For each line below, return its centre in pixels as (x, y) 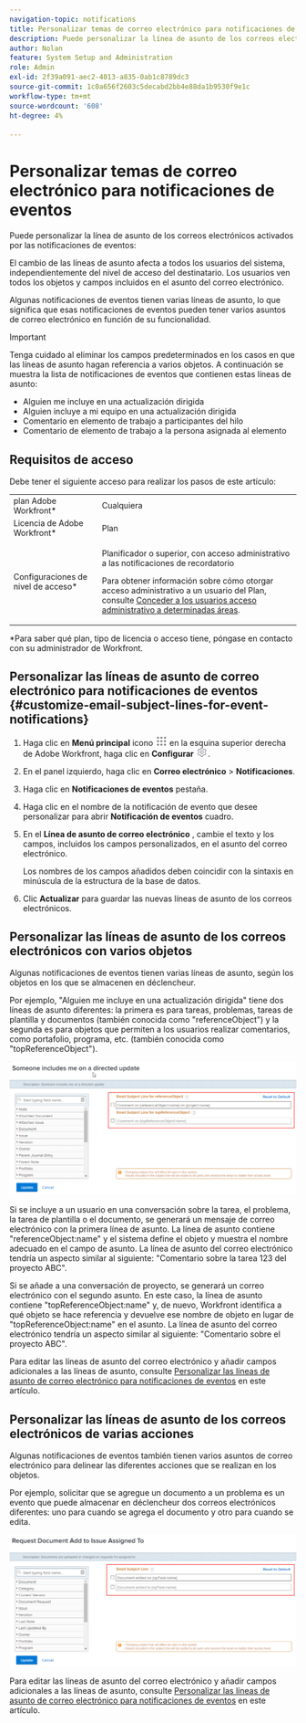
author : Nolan (36, 48)
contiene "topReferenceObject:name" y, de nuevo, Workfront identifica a (146, 1305)
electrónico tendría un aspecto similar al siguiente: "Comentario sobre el (145, 1334)
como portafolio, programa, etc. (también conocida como (117, 1039)
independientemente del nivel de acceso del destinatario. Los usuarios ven (150, 273)
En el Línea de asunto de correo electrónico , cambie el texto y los (148, 834)
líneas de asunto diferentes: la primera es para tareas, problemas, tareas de (151, 1010)
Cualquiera (122, 506)
